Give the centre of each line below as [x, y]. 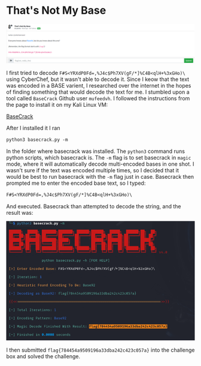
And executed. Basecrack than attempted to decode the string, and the [94, 206]
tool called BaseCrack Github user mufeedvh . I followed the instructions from [98, 98]
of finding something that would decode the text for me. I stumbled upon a [98, 92]
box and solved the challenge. [43, 356]
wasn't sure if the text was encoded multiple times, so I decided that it [93, 170]
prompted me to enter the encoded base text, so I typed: [76, 183]
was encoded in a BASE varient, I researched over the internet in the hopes [99, 86]
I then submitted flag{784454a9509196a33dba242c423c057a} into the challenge [101, 350]
